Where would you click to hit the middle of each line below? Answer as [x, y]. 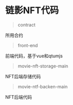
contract [26, 25]
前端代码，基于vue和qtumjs [34, 56]
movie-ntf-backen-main [43, 86]
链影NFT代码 [32, 10]
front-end [28, 45]
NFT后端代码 [19, 97]
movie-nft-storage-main [43, 66]
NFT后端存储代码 [23, 76]
